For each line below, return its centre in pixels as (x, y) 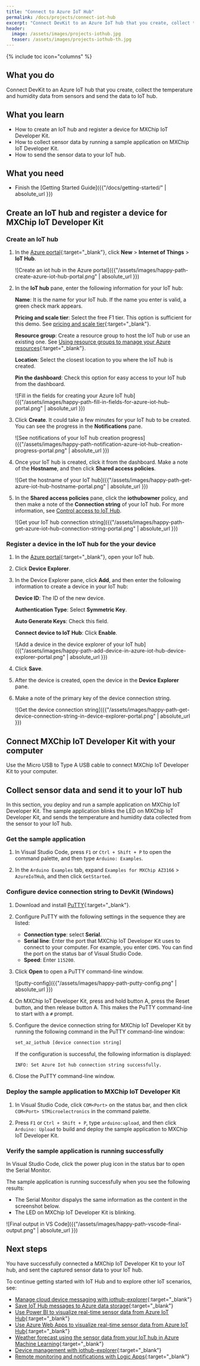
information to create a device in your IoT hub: (71, 587)
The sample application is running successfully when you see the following (98, 1181)
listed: (22, 923)
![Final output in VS (30, 1224)
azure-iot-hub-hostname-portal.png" (60, 486)
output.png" (21, 1230)
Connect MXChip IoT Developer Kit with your (91, 741)
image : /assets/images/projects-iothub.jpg (66, 34)
